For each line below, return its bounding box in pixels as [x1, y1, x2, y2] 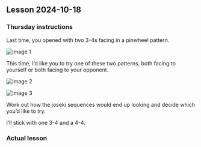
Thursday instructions [6, 23, 73, 31]
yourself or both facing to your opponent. [6, 66, 109, 73]
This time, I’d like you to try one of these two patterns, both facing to [6, 59, 176, 67]
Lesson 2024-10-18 [6, 5, 81, 15]
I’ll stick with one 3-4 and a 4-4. [6, 119, 86, 126]
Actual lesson [6, 134, 48, 142]
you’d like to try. [6, 107, 46, 115]
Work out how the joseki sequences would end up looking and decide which [6, 101, 196, 108]
